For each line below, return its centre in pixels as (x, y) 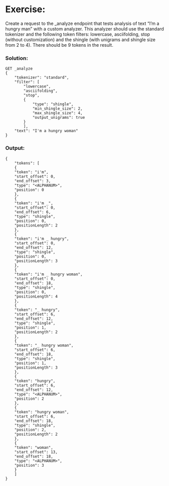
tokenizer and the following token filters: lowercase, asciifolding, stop (78, 34)
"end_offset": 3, (33, 181)
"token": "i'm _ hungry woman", (48, 274)
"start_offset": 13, (36, 452)
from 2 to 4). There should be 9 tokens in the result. (59, 45)
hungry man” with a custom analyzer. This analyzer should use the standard (84, 28)
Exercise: (25, 9)
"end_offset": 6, (33, 212)
